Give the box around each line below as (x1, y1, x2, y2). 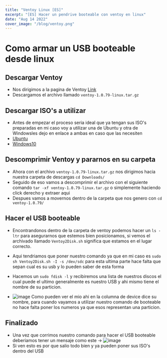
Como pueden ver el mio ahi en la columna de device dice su (31, 293, 157, 299)
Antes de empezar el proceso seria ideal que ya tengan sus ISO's (12, 119, 147, 125)
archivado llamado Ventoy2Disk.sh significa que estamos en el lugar (12, 238, 152, 244)
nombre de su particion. (12, 283, 62, 290)
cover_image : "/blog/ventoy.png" (5, 21, 75, 26)
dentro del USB (12, 348, 44, 354)
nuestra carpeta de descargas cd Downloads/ (12, 173, 105, 180)
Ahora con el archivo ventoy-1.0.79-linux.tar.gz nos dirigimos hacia (12, 168, 156, 174)
